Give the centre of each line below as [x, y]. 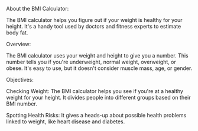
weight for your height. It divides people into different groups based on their [98, 98]
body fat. [17, 33]
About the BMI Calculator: [38, 9]
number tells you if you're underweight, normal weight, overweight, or [91, 62]
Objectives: [20, 80]
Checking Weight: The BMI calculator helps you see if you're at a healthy [95, 91]
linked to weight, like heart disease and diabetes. [66, 122]
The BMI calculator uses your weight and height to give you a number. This [97, 55]
